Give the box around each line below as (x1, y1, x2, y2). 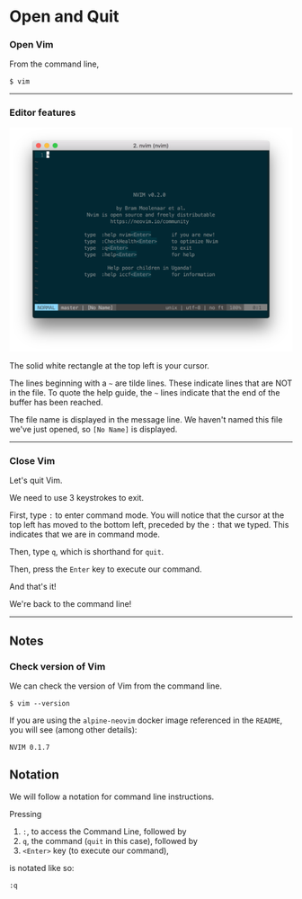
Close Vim (9, 454, 56, 467)
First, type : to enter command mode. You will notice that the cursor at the (9, 510, 285, 521)
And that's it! (9, 582, 57, 592)
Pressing (9, 808, 42, 819)
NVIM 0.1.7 (9, 743, 50, 752)
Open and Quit (9, 6, 120, 27)
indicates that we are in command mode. (9, 529, 160, 540)
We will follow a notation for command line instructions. (9, 791, 215, 802)
